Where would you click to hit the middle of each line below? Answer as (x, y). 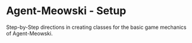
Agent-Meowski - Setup (66, 11)
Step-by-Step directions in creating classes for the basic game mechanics (96, 27)
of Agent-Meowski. (30, 33)
